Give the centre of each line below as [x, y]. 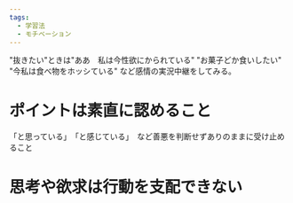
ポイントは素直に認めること [111, 110]
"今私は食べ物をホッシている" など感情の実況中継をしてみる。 [123, 71]
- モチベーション [44, 34]
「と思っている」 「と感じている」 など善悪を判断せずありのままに [132, 137]
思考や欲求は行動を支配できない [126, 187]
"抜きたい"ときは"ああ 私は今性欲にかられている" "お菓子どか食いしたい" [146, 60]
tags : [19, 17]
